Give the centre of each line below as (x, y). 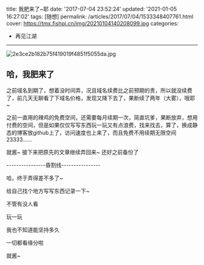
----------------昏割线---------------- (54, 165)
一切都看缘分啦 (25, 242)
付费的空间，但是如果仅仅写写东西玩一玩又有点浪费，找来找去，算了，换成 (99, 125)
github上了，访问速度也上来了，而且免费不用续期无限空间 (104, 132)
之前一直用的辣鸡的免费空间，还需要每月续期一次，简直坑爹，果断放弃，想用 (102, 117)
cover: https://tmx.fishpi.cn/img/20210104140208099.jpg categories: (93, 23)
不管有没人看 (22, 203)
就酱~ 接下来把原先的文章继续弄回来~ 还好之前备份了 (73, 152)
